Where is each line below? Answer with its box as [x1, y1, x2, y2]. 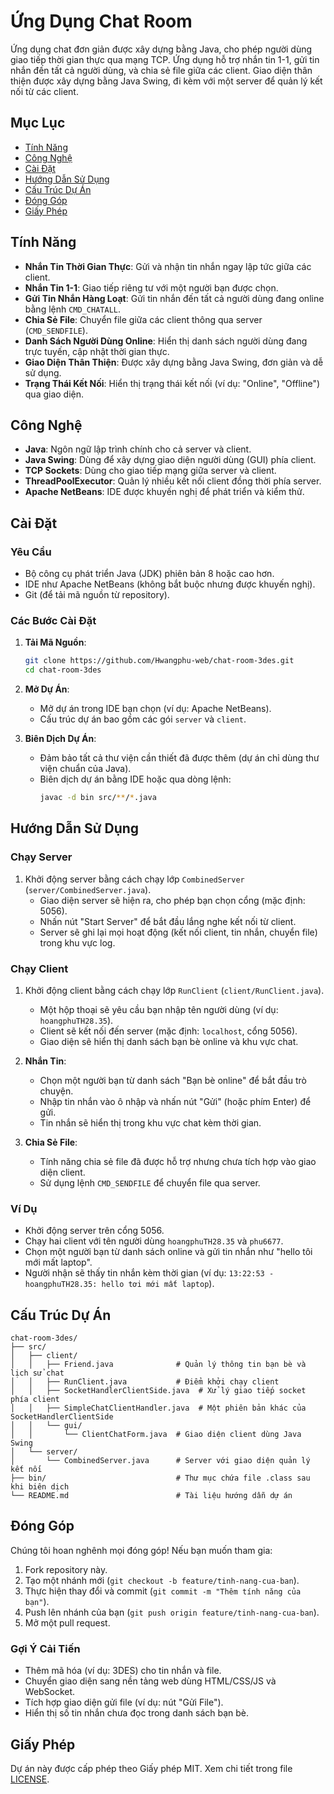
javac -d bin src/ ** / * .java [39, 793, 157, 803]
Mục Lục [10, 115, 66, 132]
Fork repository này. [24, 1563, 108, 1575]
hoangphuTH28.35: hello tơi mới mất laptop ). [24, 1278, 215, 1290]
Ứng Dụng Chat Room [10, 10, 193, 33]
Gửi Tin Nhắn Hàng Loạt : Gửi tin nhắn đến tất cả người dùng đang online [24, 292, 325, 304]
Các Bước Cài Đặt [10, 613, 97, 627]
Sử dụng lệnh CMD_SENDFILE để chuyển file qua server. [39, 1176, 261, 1189]
